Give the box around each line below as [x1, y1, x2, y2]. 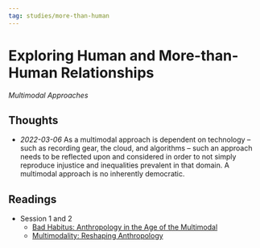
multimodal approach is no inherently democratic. [19, 169, 185, 179]
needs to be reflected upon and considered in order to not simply [19, 152, 237, 162]
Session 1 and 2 [19, 214, 72, 224]
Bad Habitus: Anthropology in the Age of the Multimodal [31, 222, 218, 232]
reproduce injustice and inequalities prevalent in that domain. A [19, 160, 229, 170]
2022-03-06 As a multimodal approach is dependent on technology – [19, 134, 251, 145]
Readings [8, 192, 57, 206]
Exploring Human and [8, 46, 156, 64]
